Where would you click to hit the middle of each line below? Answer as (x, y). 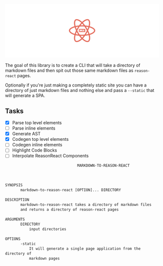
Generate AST (26, 134)
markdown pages (44, 259)
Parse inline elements (34, 128)
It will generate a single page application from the (85, 249)
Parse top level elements (37, 123)
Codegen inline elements (37, 145)
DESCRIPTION (17, 200)
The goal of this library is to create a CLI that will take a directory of (73, 66)
